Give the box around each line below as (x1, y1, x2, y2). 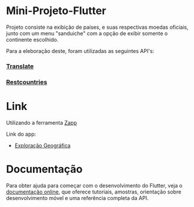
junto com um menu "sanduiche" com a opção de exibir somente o (6, 29, 168, 36)
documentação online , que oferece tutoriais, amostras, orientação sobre (6, 188, 182, 195)
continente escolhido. (6, 36, 59, 43)
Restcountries (6, 78, 48, 86)
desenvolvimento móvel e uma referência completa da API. (6, 194, 149, 201)
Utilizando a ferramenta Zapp (6, 119, 78, 126)
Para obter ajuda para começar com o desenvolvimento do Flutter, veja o (6, 182, 183, 189)
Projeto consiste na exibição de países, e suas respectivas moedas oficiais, (6, 24, 189, 31)
